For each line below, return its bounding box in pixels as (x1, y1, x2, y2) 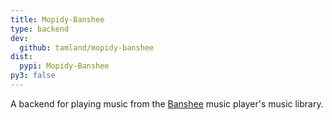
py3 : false (10, 71, 56, 81)
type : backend (10, 24, 70, 34)
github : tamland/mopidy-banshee (19, 42, 155, 53)
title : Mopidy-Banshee (10, 14, 105, 25)
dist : (10, 52, 33, 62)
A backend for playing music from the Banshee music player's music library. (10, 97, 324, 110)
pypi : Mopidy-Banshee (19, 61, 110, 71)
